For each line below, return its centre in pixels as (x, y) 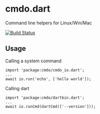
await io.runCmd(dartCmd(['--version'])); (51, 106)
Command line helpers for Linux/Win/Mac (49, 23)
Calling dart (17, 88)
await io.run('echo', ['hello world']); (48, 79)
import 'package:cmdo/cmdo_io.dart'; (45, 70)
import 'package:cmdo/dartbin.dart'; (45, 98)
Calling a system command (33, 61)
